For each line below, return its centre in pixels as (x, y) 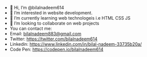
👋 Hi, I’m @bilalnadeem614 (37, 8)
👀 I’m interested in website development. (51, 13)
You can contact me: (31, 28)
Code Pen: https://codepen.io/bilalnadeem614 (56, 49)
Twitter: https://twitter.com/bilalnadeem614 (54, 39)
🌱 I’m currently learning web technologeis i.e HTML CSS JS (70, 18)
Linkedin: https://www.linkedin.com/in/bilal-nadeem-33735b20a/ (76, 44)
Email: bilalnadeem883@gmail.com (45, 34)
